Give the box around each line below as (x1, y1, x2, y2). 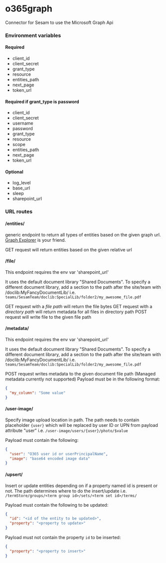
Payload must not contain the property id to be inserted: (5, 535, 121, 541)
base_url (12, 185, 30, 191)
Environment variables (5, 32, 61, 39)
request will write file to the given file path (5, 314, 91, 320)
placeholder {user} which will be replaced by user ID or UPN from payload (5, 422, 159, 428)
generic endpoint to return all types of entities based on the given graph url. (5, 231, 161, 237)
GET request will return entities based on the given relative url (5, 246, 132, 252)
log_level (12, 180, 31, 186)
